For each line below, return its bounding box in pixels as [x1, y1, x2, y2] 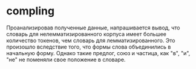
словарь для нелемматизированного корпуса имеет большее [6, 30, 166, 37]
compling [6, 4, 55, 18]
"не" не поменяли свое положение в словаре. [6, 56, 126, 63]
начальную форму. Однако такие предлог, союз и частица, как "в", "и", [6, 49, 191, 56]
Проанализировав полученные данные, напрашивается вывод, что [6, 24, 180, 31]
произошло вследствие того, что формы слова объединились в [6, 43, 171, 50]
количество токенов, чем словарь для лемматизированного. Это [6, 37, 175, 44]
